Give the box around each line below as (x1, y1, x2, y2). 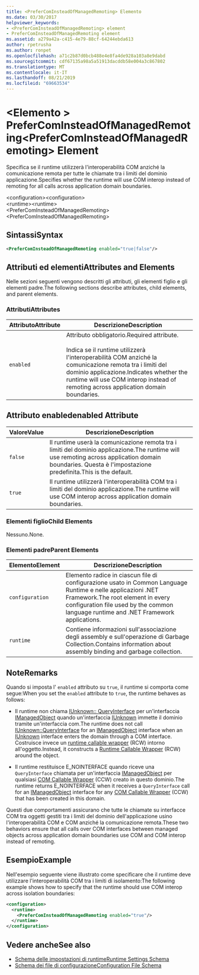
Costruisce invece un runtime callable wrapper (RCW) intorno (14, 739, 165, 746)
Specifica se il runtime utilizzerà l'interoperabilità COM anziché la (6, 163, 165, 170)
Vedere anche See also (6, 939, 91, 950)
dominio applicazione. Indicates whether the (66, 368, 188, 376)
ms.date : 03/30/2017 (6, 14, 57, 20)
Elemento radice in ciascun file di (65, 571, 158, 580)
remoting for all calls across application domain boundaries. (6, 182, 152, 189)
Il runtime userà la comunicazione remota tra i (49, 438, 177, 446)
